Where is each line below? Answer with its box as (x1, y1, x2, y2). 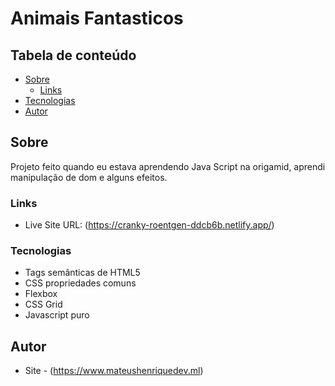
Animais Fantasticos (10, 7, 184, 30)
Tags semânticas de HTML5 (24, 267, 141, 279)
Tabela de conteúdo (10, 47, 137, 64)
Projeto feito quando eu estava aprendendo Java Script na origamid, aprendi (10, 160, 326, 172)
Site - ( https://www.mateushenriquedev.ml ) (24, 365, 204, 377)
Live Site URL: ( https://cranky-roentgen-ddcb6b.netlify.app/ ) (24, 219, 275, 231)
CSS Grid (24, 298, 63, 311)
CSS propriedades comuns (24, 277, 137, 289)
